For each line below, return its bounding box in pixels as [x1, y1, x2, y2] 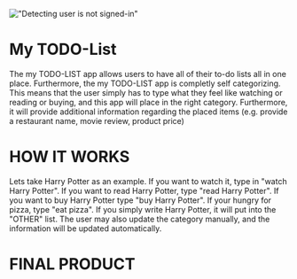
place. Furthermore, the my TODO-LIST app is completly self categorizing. [9, 78, 281, 89]
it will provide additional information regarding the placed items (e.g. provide [9, 106, 288, 117]
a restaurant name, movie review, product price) [9, 115, 184, 126]
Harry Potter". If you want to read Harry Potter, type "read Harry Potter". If [9, 185, 279, 196]
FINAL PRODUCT [9, 254, 136, 275]
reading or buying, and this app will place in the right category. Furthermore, [9, 97, 288, 107]
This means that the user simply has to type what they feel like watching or [9, 87, 284, 97]
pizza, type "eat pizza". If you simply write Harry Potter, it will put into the [9, 204, 277, 214]
